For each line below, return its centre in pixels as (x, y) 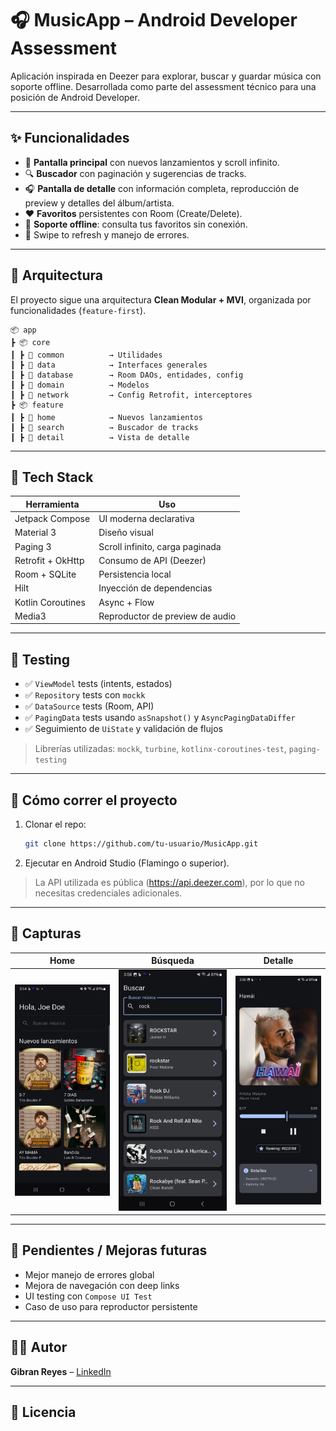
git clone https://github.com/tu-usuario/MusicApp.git (141, 844)
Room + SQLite (45, 574)
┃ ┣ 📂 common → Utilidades (86, 355)
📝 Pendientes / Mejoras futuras (109, 1250)
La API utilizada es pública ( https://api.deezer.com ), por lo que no (169, 882)
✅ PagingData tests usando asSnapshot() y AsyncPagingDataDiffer (160, 718)
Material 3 (35, 533)
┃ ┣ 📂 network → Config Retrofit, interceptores (131, 395)
